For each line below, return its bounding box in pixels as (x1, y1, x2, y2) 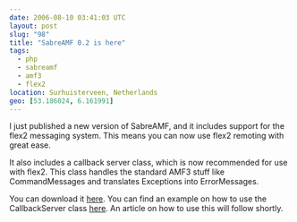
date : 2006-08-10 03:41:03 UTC (9, 13, 126, 22)
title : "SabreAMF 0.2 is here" (9, 38, 126, 47)
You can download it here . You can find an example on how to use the (9, 193, 267, 204)
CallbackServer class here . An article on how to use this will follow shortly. (9, 203, 284, 214)
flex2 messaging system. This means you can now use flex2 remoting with (9, 131, 284, 141)
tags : (9, 47, 30, 55)
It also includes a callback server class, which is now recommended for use (9, 158, 288, 168)
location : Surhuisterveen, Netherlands (9, 88, 158, 97)
